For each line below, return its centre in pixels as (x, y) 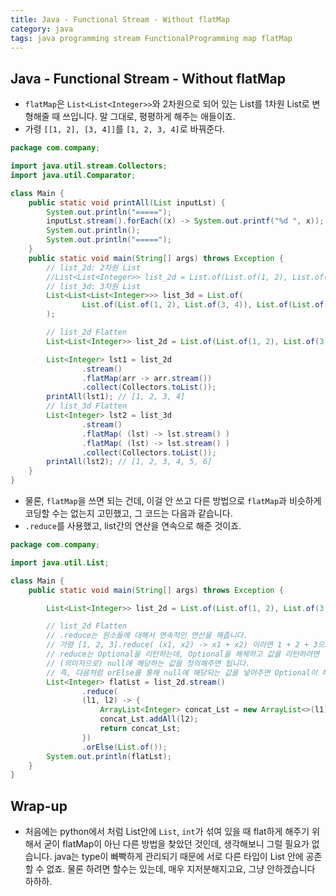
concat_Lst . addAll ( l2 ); (149, 719)
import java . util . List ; (60, 562)
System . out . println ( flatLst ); (109, 756)
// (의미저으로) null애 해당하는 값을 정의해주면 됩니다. (148, 663)
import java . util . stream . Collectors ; (89, 166)
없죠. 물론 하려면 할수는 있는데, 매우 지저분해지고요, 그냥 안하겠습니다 (181, 869)
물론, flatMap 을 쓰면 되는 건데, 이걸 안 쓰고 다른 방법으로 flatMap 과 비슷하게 (173, 501)
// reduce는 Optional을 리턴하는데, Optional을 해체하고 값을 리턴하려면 (183, 654)
